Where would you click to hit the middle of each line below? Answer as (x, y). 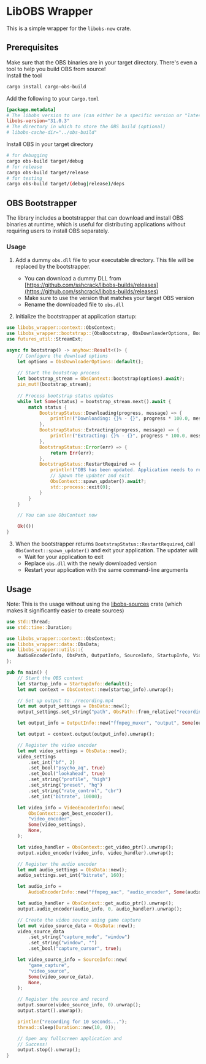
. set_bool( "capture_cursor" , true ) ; (75, 949)
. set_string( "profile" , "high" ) (70, 780)
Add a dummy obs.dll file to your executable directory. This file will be (105, 260)
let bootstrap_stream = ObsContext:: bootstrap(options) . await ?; (101, 379)
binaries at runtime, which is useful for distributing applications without (96, 225)
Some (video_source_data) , (62, 977)
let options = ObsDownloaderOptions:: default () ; (81, 361)
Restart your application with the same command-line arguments (106, 570)
